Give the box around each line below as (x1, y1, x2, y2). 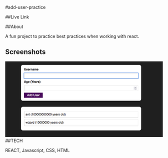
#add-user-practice (5, 4, 46, 10)
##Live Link (5, 14, 29, 19)
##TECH (5, 137, 23, 143)
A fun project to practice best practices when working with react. (5, 33, 139, 39)
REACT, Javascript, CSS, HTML (5, 147, 70, 153)
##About (5, 23, 23, 29)
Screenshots (5, 47, 46, 56)
